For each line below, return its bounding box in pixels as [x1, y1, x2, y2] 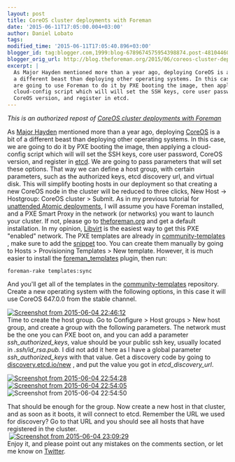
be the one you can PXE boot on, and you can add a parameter [7, 330, 189, 339]
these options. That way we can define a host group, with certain [7, 165, 194, 173]
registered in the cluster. [7, 425, 78, 433]
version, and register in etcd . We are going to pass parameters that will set [7, 157, 222, 165]
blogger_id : [7, 50, 42, 57]
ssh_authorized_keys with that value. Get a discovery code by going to [7, 353, 211, 361]
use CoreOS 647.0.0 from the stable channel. [7, 295, 137, 303]
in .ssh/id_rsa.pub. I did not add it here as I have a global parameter [7, 346, 201, 353]
